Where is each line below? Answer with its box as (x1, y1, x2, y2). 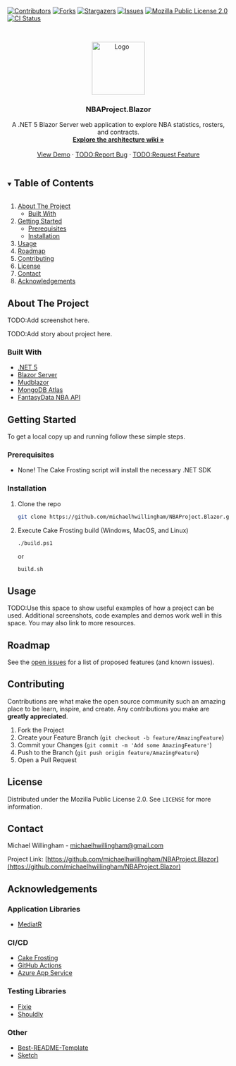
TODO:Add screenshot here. (7, 316, 90, 324)
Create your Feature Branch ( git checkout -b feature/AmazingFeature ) (17, 733, 225, 742)
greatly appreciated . (7, 712, 68, 721)
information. (7, 802, 43, 811)
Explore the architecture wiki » (73, 135, 164, 144)
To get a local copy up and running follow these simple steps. (7, 432, 185, 441)
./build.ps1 (17, 539, 53, 546)
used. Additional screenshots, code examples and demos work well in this (7, 611, 222, 620)
